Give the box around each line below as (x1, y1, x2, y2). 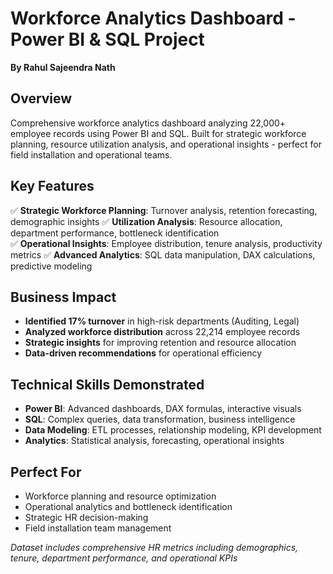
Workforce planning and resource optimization (24, 490, 217, 502)
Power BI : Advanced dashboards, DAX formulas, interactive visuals (24, 403, 302, 415)
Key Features (10, 178, 95, 195)
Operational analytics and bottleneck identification (24, 501, 233, 512)
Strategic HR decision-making (24, 512, 149, 523)
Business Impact (10, 288, 117, 306)
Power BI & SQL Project (10, 28, 205, 51)
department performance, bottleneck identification (10, 227, 220, 239)
